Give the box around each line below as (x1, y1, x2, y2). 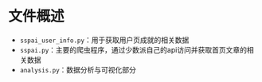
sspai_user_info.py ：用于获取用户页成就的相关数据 (19, 35, 190, 45)
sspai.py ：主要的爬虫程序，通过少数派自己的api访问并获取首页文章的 (19, 45, 247, 54)
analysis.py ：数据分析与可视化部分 (19, 64, 137, 74)
